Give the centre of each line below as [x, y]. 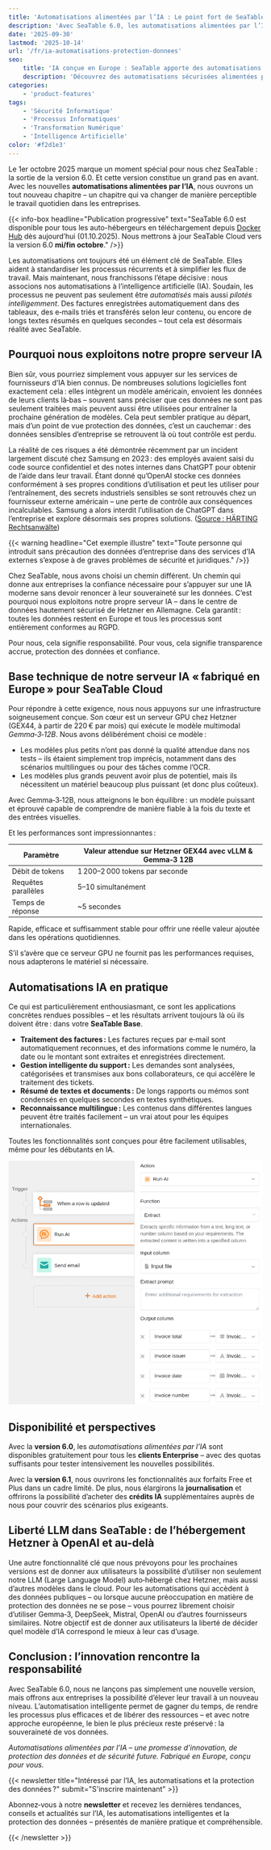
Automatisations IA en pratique [88, 987]
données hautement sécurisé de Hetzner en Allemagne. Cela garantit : [125, 609]
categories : [28, 85]
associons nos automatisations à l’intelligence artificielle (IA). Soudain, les [131, 286]
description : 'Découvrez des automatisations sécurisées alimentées [140, 77]
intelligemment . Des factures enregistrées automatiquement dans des [124, 303]
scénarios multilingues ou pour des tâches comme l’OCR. [115, 767]
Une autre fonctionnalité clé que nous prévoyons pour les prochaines [123, 1562]
